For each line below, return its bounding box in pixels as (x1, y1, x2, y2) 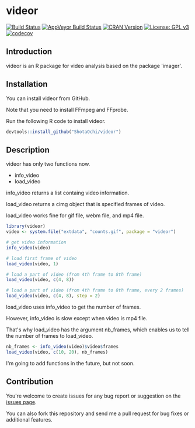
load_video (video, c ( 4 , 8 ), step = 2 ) (6, 293, 100, 299)
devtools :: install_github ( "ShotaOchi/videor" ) (6, 129, 121, 135)
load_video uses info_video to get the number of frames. (6, 303, 141, 310)
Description (6, 145, 50, 155)
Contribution (6, 376, 54, 387)
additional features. (6, 416, 53, 423)
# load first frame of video (6, 255, 77, 261)
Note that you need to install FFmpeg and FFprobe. (6, 106, 128, 113)
